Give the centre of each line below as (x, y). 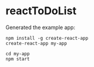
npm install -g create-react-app (47, 38)
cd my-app (18, 54)
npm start (18, 59)
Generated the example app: (40, 27)
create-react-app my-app (36, 43)
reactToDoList (41, 11)
